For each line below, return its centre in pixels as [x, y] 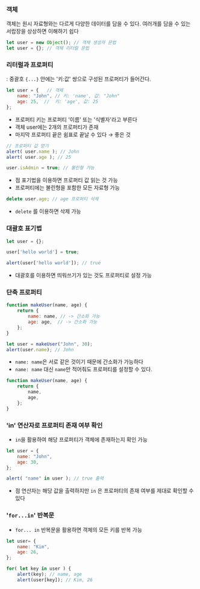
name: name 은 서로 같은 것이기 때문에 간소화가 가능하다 [79, 362]
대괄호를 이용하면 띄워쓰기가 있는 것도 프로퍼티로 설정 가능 [83, 276]
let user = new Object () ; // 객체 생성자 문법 [61, 43]
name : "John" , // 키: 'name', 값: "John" [69, 96]
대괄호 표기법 [24, 229]
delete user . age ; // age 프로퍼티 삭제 [52, 199]
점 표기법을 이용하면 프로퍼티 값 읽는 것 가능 [67, 180]
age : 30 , [28, 462]
